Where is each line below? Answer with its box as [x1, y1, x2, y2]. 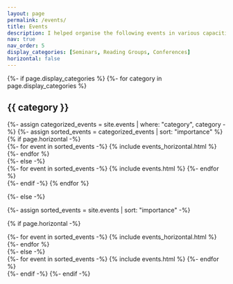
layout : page [7, 10, 45, 17]
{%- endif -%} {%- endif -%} [7, 269, 91, 278]
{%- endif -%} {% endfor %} [7, 179, 89, 187]
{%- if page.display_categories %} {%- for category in [7, 74, 162, 82]
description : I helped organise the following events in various [7, 29, 200, 37]
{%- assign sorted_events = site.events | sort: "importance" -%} [7, 206, 191, 214]
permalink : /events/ [7, 17, 67, 24]
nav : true [7, 36, 36, 43]
